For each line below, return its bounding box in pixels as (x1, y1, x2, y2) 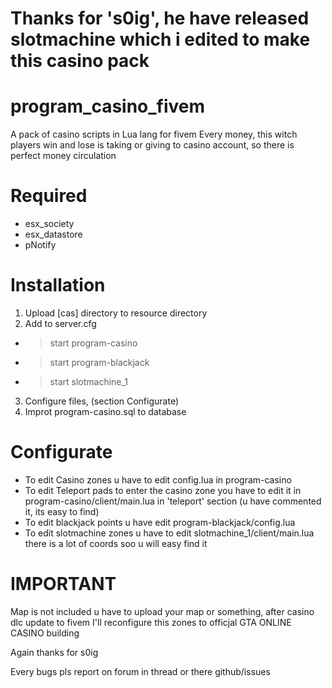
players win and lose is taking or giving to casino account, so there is (10, 139, 295, 151)
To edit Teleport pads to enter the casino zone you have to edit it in (24, 484, 302, 496)
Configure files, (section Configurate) (24, 395, 179, 407)
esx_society (24, 218, 75, 230)
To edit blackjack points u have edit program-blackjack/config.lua (24, 516, 296, 528)
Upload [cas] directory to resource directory (24, 307, 208, 319)
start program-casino (49, 337, 138, 349)
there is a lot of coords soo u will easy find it (24, 537, 208, 549)
